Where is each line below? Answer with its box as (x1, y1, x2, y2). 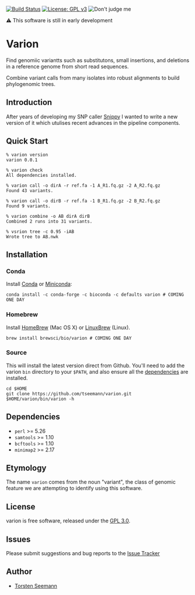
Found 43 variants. (6, 187, 54, 193)
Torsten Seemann (14, 582, 57, 589)
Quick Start (6, 136, 48, 146)
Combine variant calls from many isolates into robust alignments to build (6, 74, 180, 81)
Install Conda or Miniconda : (6, 281, 72, 288)
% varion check (6, 167, 43, 173)
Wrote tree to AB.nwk (6, 234, 59, 240)
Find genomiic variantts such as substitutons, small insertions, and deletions (6, 56, 190, 64)
